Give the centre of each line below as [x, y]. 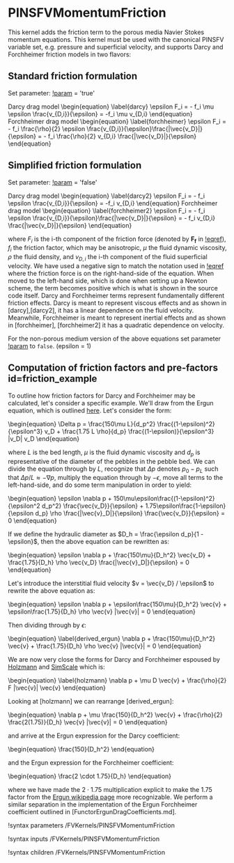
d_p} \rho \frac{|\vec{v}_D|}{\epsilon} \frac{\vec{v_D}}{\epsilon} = [130, 513]
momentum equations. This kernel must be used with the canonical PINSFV [116, 39]
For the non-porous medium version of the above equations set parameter [115, 339]
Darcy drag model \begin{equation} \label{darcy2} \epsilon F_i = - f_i [106, 196]
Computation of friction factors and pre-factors [113, 368]
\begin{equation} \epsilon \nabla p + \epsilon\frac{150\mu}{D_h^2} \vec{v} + [117, 605]
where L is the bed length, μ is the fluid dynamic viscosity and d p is [104, 453]
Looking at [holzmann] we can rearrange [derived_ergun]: [91, 701]
